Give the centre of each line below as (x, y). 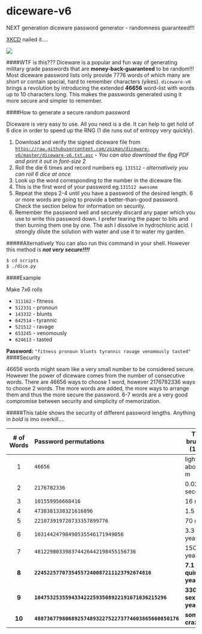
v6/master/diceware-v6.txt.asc (54, 155)
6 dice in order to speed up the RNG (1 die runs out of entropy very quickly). (100, 130)
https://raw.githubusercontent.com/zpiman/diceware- (82, 149)
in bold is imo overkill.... (35, 419)
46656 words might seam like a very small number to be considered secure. (101, 369)
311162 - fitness (34, 301)
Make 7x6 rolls (24, 289)
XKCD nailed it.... (27, 39)
